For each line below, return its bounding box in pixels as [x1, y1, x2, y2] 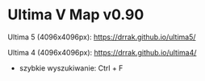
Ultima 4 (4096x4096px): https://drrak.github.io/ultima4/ [7, 47, 197, 57]
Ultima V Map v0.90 [7, 6, 144, 24]
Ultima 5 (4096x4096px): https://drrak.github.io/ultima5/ [7, 32, 196, 42]
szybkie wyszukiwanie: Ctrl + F [19, 63, 123, 73]
